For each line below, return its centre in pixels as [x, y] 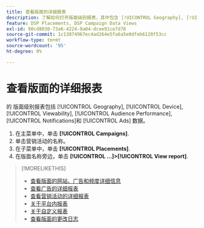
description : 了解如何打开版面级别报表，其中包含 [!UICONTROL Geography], [95, 18]
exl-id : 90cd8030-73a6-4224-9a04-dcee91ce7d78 [66, 29]
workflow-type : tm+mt [34, 40]
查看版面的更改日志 [54, 218]
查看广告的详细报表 [54, 188]
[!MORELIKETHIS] [43, 168]
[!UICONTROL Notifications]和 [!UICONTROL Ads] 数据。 [77, 120]
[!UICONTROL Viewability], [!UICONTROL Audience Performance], [89, 113]
